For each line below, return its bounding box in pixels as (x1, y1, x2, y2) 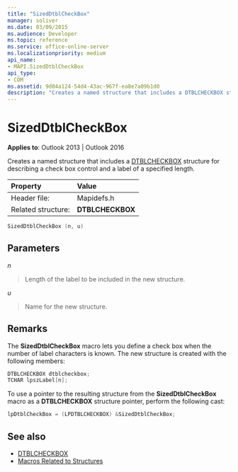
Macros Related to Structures (17, 457, 103, 465)
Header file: (11, 193, 50, 203)
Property (11, 181, 42, 191)
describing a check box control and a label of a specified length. (7, 164, 195, 173)
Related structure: (11, 205, 71, 214)
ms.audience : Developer (7, 30, 78, 38)
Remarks (7, 323, 48, 335)
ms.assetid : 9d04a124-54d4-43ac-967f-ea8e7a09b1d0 (7, 83, 160, 90)
